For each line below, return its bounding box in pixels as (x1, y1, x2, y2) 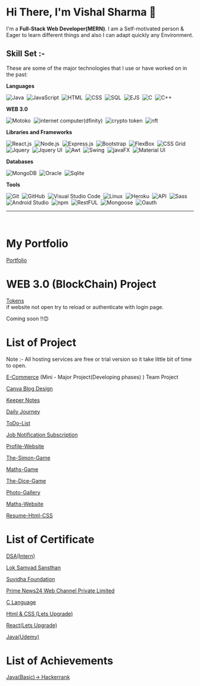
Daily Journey (6, 408, 40, 415)
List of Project (6, 336, 76, 349)
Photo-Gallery (6, 488, 40, 496)
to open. (6, 361, 27, 369)
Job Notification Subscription (6, 431, 79, 438)
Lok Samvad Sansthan (6, 564, 61, 571)
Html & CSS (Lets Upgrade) (6, 610, 73, 617)
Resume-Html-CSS (6, 512, 53, 519)
